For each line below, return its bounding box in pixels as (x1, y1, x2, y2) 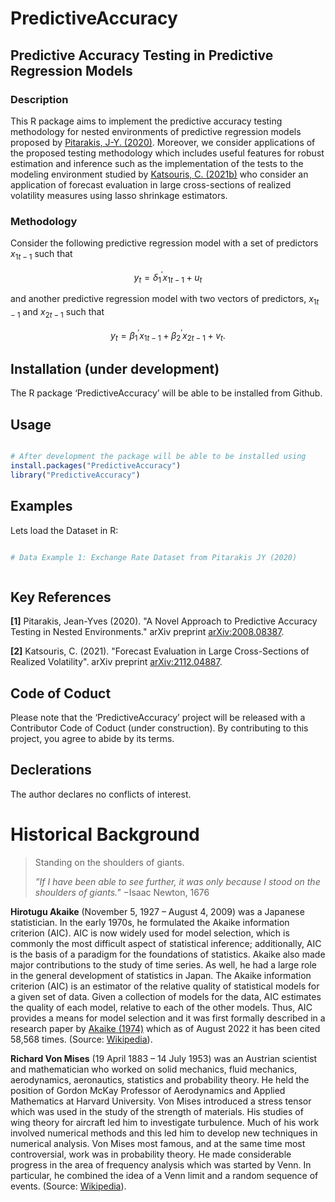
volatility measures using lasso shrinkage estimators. (10, 189, 228, 201)
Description (10, 92, 69, 106)
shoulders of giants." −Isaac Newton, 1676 (34, 886, 210, 898)
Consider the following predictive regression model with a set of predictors (10, 237, 319, 249)
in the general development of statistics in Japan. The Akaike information (10, 969, 312, 981)
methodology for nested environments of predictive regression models (10, 125, 302, 137)
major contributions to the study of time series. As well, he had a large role (10, 958, 318, 971)
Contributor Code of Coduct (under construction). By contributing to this (10, 722, 309, 734)
